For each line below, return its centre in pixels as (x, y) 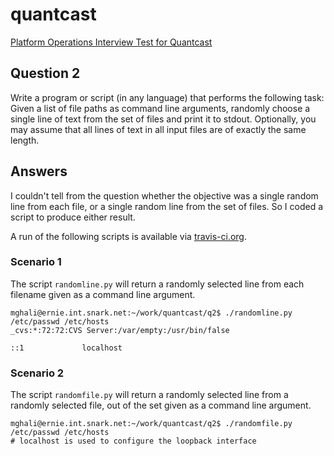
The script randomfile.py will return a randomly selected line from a (149, 395)
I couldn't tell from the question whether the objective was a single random (164, 195)
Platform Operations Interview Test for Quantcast (111, 42)
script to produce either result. (73, 217)
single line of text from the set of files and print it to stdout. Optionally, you (163, 119)
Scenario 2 (37, 373)
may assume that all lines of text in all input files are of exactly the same (158, 129)
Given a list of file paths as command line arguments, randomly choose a (160, 108)
